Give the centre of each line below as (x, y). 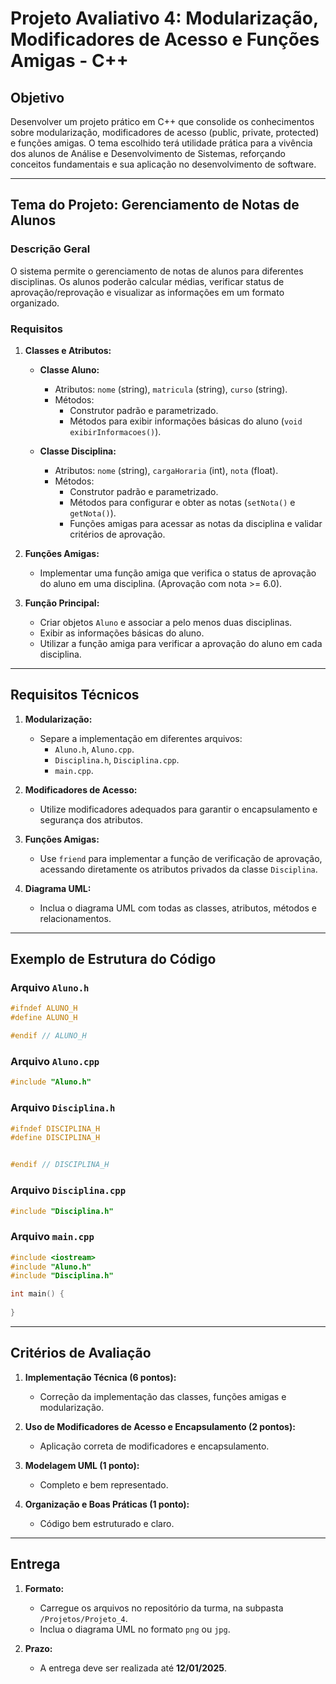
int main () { (37, 1294)
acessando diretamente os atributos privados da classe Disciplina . (178, 869)
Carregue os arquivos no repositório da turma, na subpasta (161, 1608)
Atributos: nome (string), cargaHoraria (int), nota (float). (166, 470)
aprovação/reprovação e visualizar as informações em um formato (147, 292)
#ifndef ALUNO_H (44, 1008)
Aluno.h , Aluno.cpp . (94, 749)
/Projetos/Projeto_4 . (83, 1618)
